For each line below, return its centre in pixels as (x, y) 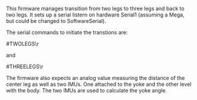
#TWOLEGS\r (23, 44)
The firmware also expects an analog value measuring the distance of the (96, 78)
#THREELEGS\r (25, 66)
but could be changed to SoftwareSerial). (56, 21)
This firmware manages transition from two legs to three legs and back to (95, 9)
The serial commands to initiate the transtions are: (67, 32)
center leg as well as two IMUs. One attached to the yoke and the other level (99, 84)
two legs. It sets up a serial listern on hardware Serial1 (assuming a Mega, (95, 15)
